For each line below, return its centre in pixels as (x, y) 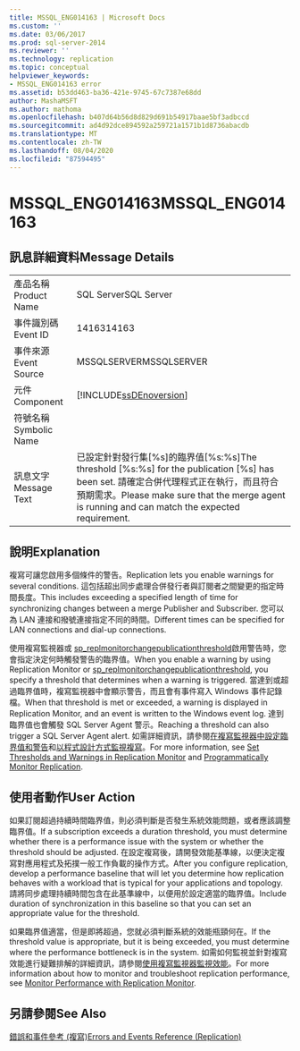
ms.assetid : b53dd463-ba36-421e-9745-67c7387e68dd (105, 92)
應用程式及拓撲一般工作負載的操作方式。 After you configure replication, (156, 863)
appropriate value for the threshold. (75, 913)
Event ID (31, 335)
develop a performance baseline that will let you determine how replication (146, 874)
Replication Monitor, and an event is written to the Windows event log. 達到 (146, 714)
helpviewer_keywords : (50, 76)
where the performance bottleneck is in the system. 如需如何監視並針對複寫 (148, 953)
